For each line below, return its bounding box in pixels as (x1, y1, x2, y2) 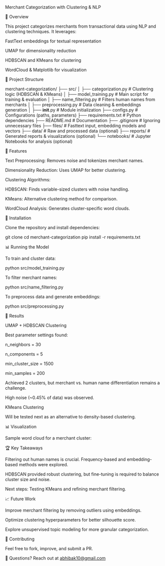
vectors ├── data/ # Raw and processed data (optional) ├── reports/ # (5, 128, 150, 134)
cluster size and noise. (5, 477, 51, 482)
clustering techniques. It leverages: (5, 29, 76, 34)
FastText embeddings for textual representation (5, 38, 101, 44)
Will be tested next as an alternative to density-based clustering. (5, 414, 136, 419)
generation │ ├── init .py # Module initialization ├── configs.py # (5, 107, 138, 113)
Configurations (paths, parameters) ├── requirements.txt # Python (5, 112, 141, 118)
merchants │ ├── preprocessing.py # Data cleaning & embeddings (5, 102, 141, 108)
